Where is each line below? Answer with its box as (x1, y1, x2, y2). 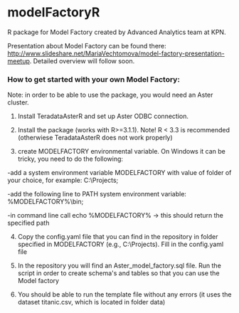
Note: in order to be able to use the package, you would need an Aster (7, 90, 213, 100)
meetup (7, 56, 31, 65)
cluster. (7, 98, 30, 107)
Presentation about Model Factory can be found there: (7, 41, 167, 50)
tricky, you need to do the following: (17, 154, 123, 164)
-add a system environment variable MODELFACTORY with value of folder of (7, 169, 232, 177)
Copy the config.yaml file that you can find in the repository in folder (17, 233, 218, 241)
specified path (7, 218, 50, 228)
